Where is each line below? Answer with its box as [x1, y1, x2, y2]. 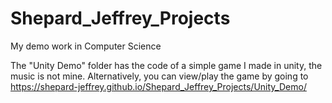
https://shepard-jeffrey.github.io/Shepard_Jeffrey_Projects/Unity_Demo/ [10, 80, 307, 92]
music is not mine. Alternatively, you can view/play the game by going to [10, 70, 309, 82]
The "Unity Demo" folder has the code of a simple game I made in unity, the [10, 59, 323, 71]
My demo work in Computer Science [10, 40, 162, 52]
